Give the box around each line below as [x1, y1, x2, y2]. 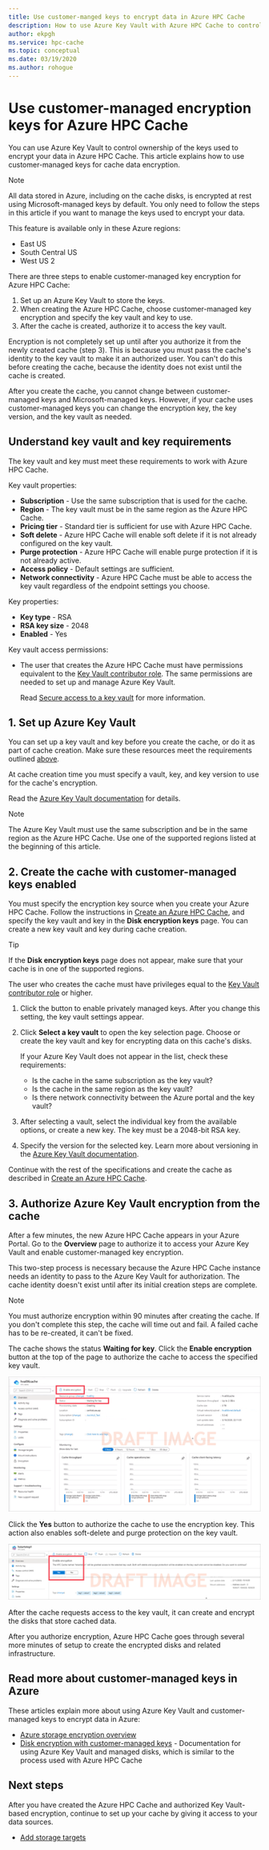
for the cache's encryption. [8, 778, 98, 788]
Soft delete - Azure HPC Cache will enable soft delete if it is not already [19, 530, 257, 539]
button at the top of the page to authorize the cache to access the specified [8, 1352, 259, 1362]
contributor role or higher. [8, 988, 94, 998]
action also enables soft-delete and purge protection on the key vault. [8, 1528, 239, 1537]
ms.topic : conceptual [8, 46, 81, 55]
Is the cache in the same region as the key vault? [31, 1085, 194, 1094]
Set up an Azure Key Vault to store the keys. [19, 295, 166, 305]
